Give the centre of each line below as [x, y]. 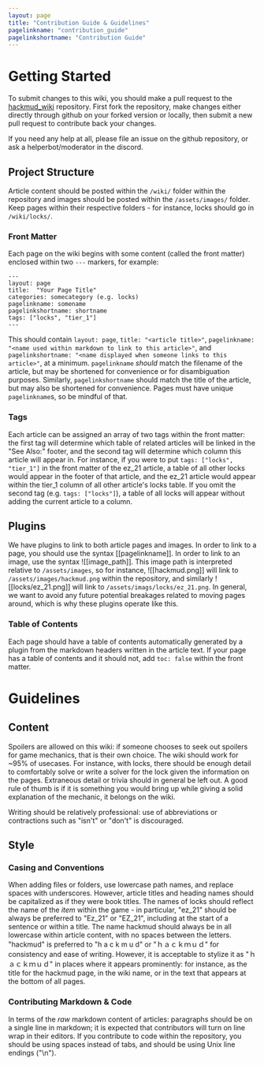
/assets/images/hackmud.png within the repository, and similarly [111, 579]
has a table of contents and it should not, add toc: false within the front [126, 658]
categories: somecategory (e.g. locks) [74, 297]
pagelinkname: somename [47, 305]
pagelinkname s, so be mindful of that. [68, 397]
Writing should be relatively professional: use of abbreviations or [113, 812]
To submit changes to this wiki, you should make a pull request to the [120, 99]
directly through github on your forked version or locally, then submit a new [130, 115]
